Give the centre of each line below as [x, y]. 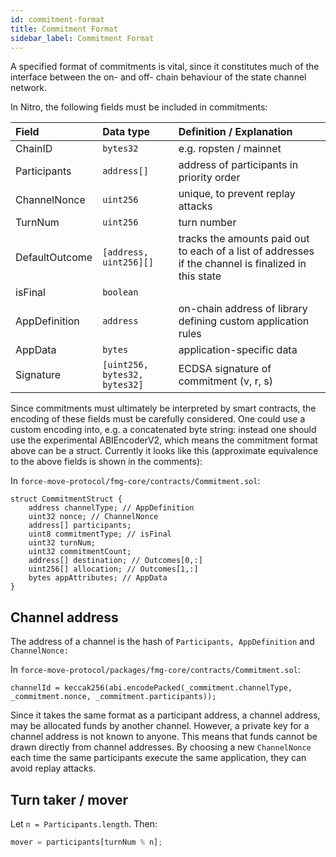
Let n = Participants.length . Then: [84, 824]
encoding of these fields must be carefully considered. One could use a [158, 419]
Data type [126, 132]
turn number [207, 223]
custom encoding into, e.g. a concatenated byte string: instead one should [163, 430]
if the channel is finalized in [242, 264]
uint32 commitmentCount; [80, 552]
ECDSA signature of [225, 369]
